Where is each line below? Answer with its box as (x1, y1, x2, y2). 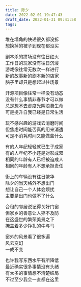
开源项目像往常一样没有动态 (5, 90, 64, 96)
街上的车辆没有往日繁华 (5, 174, 55, 180)
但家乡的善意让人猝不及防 (5, 210, 59, 216)
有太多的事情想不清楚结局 (5, 270, 59, 276)
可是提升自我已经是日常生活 (5, 109, 64, 115)
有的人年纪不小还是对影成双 (5, 150, 64, 156)
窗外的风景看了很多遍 (5, 233, 50, 240)
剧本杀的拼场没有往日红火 (5, 54, 59, 60)
